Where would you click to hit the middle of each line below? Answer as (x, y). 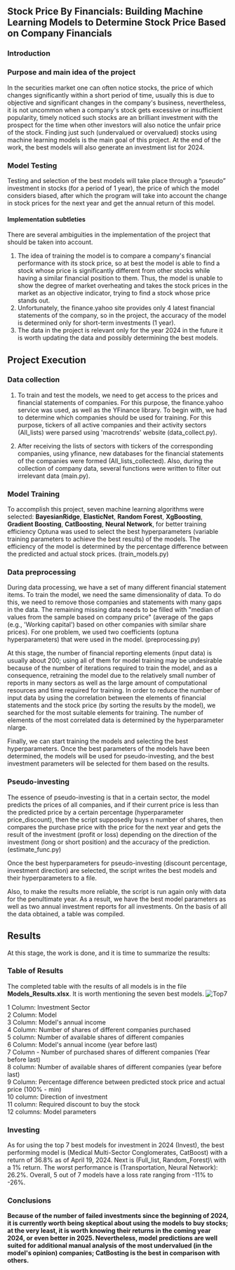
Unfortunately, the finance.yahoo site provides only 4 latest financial (116, 308)
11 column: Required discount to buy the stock (74, 1104)
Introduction (29, 53)
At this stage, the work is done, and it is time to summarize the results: (109, 953)
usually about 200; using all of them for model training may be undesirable (115, 661)
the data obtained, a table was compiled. (66, 914)
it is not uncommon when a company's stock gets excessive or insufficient (115, 110)
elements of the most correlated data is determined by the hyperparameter (115, 720)
